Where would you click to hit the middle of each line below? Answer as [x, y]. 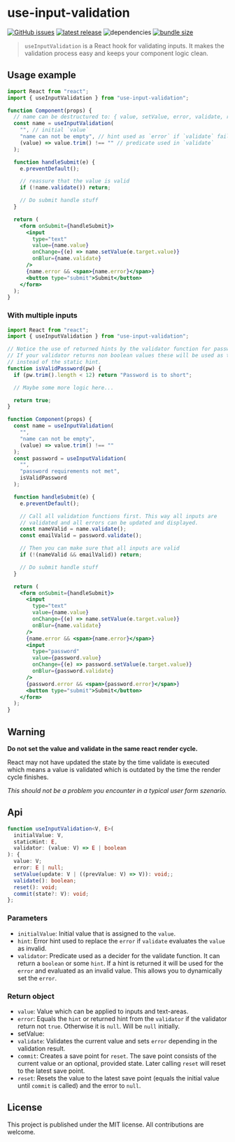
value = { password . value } [67, 658]
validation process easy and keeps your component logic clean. [116, 53]
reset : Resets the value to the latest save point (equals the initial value [118, 1078]
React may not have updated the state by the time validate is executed [108, 762]
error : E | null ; [39, 868]
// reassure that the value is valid [75, 181]
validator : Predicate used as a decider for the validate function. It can [119, 955]
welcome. [21, 1132]
